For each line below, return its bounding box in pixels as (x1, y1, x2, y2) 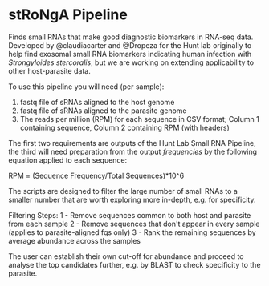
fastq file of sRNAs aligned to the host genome (19, 97, 175, 107)
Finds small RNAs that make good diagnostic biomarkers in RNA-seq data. (8, 32, 254, 42)
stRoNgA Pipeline (8, 6, 128, 24)
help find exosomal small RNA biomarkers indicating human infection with (8, 49, 252, 58)
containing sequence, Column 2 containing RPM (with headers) (19, 123, 230, 132)
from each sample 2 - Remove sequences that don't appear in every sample (8, 219, 260, 228)
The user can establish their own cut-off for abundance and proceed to (8, 251, 244, 261)
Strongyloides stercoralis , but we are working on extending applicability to (8, 58, 255, 67)
